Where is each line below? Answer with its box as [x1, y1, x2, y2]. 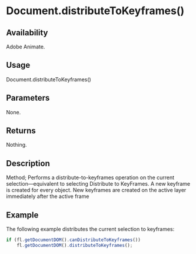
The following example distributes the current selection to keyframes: [6, 226, 175, 233]
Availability [6, 28, 48, 38]
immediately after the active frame [6, 193, 89, 200]
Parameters [6, 93, 50, 103]
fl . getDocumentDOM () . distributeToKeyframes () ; [16, 242, 133, 248]
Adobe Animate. [6, 43, 45, 50]
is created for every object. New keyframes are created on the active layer [6, 187, 187, 194]
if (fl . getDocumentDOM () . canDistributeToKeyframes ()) [6, 237, 141, 243]
